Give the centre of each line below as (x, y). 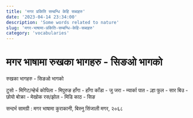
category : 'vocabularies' (38, 33)
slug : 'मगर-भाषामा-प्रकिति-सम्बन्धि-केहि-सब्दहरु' (51, 28)
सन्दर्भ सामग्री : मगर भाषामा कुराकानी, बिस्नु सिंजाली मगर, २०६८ (65, 109)
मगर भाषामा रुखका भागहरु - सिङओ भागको (84, 62)
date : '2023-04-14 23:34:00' (42, 17)
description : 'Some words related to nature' (62, 22)
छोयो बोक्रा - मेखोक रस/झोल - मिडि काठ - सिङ (51, 97)
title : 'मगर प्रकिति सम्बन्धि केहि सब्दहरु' (46, 11)
